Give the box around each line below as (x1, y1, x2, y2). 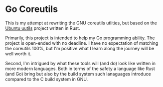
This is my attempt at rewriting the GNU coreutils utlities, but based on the (5, 20, 157, 26)
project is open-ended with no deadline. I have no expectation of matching (5, 40, 159, 46)
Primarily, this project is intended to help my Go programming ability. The (5, 35, 155, 41)
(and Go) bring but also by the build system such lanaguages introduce (5, 71, 151, 77)
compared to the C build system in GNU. (5, 76, 88, 82)
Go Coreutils (5, 3, 58, 15)
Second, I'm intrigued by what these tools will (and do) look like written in (5, 60, 156, 66)
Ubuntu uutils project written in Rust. (5, 25, 81, 31)
